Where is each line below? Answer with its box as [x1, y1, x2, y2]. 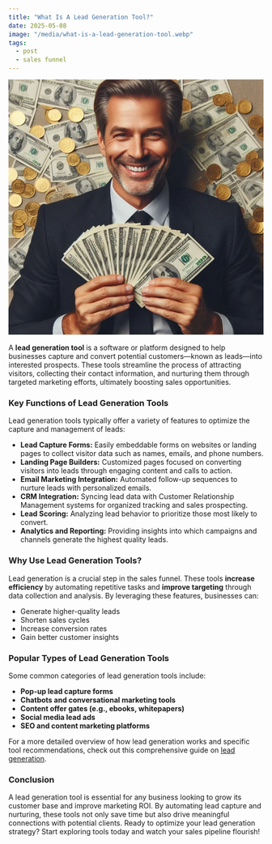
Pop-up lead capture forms [19, 686, 113, 696]
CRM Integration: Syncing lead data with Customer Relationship [19, 492, 235, 501]
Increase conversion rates [19, 624, 108, 633]
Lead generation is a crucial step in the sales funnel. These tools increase [8, 573, 255, 583]
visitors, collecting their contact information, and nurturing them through [8, 369, 249, 378]
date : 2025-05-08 [8, 21, 67, 30]
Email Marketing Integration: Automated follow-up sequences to [19, 475, 238, 484]
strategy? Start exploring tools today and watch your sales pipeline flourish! [8, 827, 261, 837]
